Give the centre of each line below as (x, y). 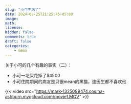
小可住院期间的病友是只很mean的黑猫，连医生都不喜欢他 (69, 82)
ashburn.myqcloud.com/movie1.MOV (42, 96)
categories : (17, 46)
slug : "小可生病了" (23, 10)
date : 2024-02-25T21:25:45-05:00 (39, 14)
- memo (21, 50)
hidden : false (20, 32)
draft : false (18, 42)
